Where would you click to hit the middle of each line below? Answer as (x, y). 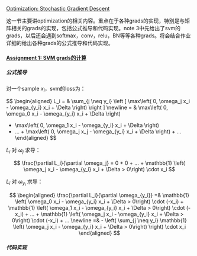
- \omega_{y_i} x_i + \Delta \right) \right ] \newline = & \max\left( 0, (87, 108)
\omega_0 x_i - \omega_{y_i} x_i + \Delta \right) (64, 114)
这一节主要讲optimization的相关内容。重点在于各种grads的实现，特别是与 (96, 21)
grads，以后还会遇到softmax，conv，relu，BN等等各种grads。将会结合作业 (98, 36)
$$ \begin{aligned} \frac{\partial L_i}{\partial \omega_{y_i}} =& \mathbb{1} (99, 196)
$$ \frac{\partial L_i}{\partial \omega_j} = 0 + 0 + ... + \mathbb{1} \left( (99, 163)
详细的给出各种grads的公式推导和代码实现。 (60, 43)
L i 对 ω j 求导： (23, 151)
